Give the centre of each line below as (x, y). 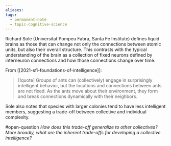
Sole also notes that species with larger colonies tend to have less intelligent (86, 106)
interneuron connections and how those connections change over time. (80, 60)
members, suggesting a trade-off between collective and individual (76, 112)
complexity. (17, 117)
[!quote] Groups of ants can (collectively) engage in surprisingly (85, 80)
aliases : (15, 10)
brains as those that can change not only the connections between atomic (83, 44)
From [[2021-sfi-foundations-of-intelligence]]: (54, 70)
